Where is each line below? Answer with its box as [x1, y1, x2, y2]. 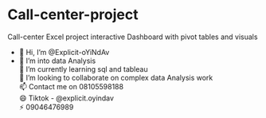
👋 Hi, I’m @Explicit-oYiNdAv [18, 47, 110, 57]
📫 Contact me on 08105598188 [18, 81, 124, 91]
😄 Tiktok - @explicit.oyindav [18, 93, 115, 103]
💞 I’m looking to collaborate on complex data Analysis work [18, 73, 213, 82]
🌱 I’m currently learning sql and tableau [18, 64, 148, 73]
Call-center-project [7, 6, 139, 24]
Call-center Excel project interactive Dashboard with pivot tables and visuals [7, 32, 258, 41]
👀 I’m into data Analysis [18, 56, 96, 65]
